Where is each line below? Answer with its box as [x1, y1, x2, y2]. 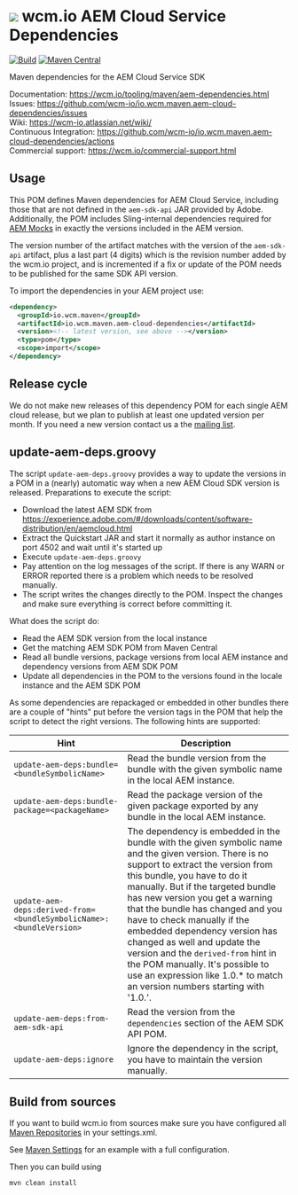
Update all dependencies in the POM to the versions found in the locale [21, 670, 283, 681]
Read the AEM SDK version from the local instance [21, 632, 208, 644]
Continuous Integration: [9, 126, 96, 137]
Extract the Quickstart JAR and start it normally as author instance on [21, 532, 276, 543]
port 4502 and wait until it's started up [21, 542, 162, 552]
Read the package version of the [127, 788, 263, 801]
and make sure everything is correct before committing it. [21, 598, 233, 609]
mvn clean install [9, 1179, 77, 1188]
